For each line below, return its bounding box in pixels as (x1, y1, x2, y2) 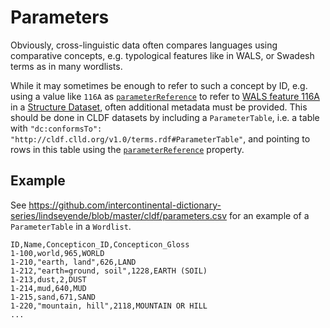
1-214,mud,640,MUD (10, 283, 87, 293)
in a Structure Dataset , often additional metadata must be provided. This (10, 101, 308, 113)
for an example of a (229, 209, 310, 221)
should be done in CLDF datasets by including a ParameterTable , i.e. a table (10, 111, 320, 123)
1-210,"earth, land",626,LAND (10, 257, 137, 267)
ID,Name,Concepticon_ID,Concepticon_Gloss (10, 239, 190, 250)
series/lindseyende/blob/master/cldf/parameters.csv (10, 209, 228, 221)
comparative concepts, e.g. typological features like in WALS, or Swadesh (10, 49, 315, 61)
